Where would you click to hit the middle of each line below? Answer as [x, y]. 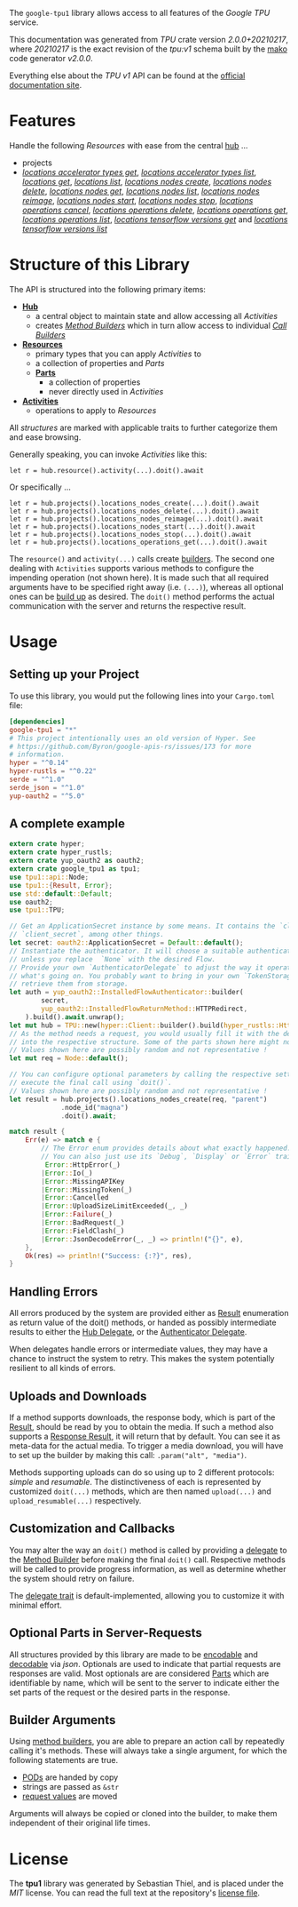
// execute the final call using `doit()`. [91, 1083]
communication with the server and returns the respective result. [128, 606]
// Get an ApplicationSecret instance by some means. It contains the [142, 926]
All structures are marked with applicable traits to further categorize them [143, 427]
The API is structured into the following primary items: [108, 289]
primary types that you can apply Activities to [118, 354]
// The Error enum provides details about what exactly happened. [166, 1149]
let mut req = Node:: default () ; [69, 1058]
